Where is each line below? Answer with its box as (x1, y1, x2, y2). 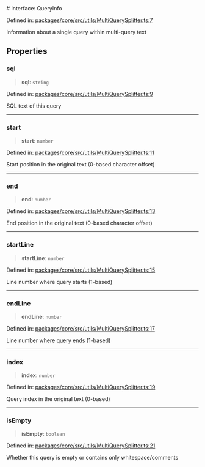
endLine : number (21, 313, 62, 320)
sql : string (21, 78, 49, 86)
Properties (6, 46, 48, 56)
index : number (21, 372, 56, 379)
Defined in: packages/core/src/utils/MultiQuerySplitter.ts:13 (6, 207, 156, 215)
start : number (21, 136, 54, 144)
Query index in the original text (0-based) (6, 395, 111, 403)
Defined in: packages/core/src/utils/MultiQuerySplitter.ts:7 (6, 17, 153, 24)
